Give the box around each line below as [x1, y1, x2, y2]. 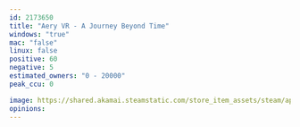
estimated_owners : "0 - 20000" [9, 72, 126, 80]
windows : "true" [9, 30, 70, 38]
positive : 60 [9, 55, 58, 63]
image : [9, 96, 34, 105]
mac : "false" [9, 38, 58, 47]
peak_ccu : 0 [9, 80, 54, 89]
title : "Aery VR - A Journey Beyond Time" [9, 21, 170, 30]
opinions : [9, 104, 46, 113]
